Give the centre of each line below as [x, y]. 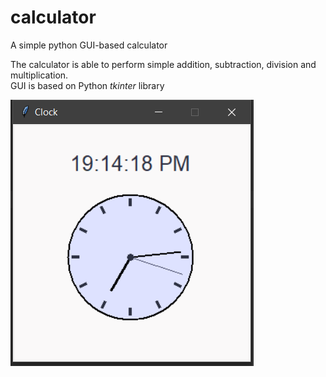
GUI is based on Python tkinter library [87, 85]
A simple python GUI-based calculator [89, 45]
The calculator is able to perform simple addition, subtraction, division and [163, 64]
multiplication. [39, 75]
